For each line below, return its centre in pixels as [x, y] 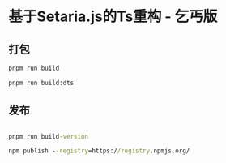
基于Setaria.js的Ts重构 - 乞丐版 [113, 17]
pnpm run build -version [49, 136]
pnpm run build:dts [41, 83]
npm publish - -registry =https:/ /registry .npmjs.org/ [99, 151]
